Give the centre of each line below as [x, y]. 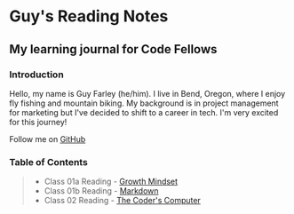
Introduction [36, 75]
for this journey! [38, 122]
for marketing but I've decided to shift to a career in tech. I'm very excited [144, 112]
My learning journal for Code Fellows [113, 49]
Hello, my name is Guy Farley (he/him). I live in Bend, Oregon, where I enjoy [147, 93]
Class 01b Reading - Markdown [101, 191]
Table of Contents [49, 162]
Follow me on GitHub [48, 139]
